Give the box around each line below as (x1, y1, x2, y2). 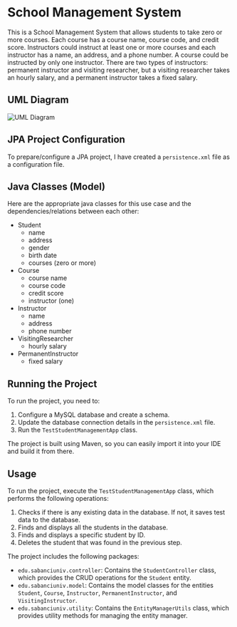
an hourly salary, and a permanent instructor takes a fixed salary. (7, 73, 198, 82)
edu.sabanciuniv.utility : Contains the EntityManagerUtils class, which (17, 603, 229, 612)
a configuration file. (7, 160, 65, 168)
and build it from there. (7, 447, 75, 456)
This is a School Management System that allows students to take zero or (7, 28, 223, 36)
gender (28, 244, 50, 252)
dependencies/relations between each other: (7, 207, 139, 216)
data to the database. (17, 516, 80, 524)
